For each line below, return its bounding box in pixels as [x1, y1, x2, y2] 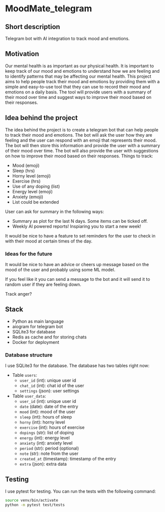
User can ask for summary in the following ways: [5, 209, 104, 214]
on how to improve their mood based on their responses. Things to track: [5, 153, 154, 159]
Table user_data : [12, 393, 46, 399]
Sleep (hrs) [12, 168, 35, 174]
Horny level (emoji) [12, 173, 51, 179]
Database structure [5, 351, 53, 358]
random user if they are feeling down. [5, 281, 81, 287]
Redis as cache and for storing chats [12, 334, 87, 340]
